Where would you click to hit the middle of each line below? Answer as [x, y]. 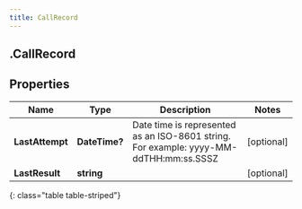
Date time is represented [184, 125]
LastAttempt [41, 142]
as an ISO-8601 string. [182, 135]
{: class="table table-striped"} [65, 195]
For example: [160, 147]
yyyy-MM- [213, 147]
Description [185, 109]
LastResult [37, 173]
